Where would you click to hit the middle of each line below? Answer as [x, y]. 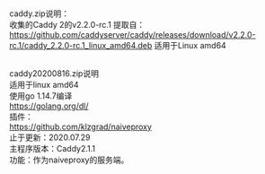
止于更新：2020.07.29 [50, 137]
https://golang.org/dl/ [49, 106]
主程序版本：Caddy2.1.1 [53, 148]
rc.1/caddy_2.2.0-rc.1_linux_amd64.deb [81, 46]
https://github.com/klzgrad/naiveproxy [81, 126]
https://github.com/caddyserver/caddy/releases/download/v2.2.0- [132, 35]
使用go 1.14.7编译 [41, 96]
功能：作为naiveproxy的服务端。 [69, 160]
